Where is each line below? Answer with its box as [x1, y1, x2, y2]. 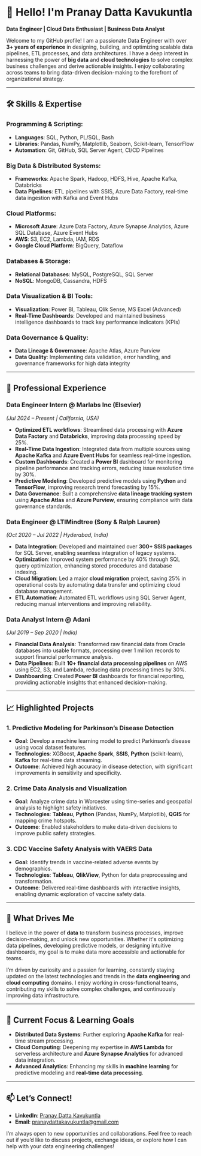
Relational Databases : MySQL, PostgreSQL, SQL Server [14, 270, 154, 278]
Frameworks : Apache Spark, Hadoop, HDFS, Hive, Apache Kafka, [14, 175, 178, 182]
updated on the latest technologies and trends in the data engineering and [6, 973, 191, 980]
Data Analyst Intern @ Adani [6, 616, 91, 624]
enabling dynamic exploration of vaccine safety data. [14, 890, 146, 897]
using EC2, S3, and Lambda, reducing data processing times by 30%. [14, 666, 187, 673]
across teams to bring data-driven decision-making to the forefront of [6, 68, 178, 76]
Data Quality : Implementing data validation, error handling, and [14, 354, 171, 361]
